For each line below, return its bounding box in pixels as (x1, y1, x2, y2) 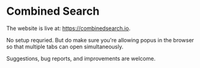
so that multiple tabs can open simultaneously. (6, 43, 124, 50)
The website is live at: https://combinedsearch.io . (6, 25, 131, 32)
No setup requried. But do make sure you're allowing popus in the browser (6, 36, 194, 43)
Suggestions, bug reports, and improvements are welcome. (6, 55, 156, 62)
